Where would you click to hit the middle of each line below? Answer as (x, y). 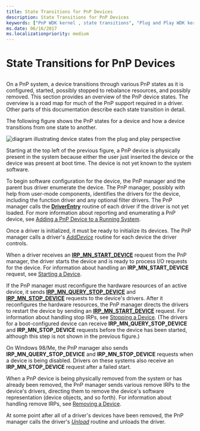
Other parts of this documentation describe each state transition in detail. (96, 109)
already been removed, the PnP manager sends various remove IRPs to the (98, 384)
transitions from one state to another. (51, 127)
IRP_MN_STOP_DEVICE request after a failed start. (69, 367)
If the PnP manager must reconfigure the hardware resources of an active (97, 285)
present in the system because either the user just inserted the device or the (100, 156)
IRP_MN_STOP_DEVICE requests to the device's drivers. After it (85, 298)
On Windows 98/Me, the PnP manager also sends (67, 347)
